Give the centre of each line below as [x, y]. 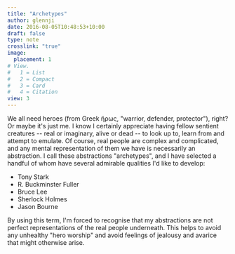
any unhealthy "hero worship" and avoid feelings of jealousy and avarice [112, 235]
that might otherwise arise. [46, 242]
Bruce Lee [32, 192]
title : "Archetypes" [38, 14]
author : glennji [31, 20]
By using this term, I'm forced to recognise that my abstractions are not [110, 220]
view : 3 [19, 99]
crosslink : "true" [34, 46]
